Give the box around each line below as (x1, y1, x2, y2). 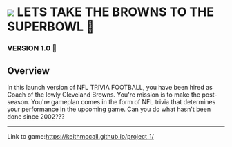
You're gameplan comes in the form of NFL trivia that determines (30, 97, 216, 106)
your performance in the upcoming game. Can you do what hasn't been (7, 105, 211, 113)
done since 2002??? (7, 112, 65, 121)
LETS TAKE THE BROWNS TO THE (17, 4, 214, 20)
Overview (7, 65, 50, 77)
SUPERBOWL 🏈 (7, 19, 95, 35)
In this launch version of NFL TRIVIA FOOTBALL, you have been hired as (7, 83, 213, 91)
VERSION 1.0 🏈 (7, 43, 57, 53)
